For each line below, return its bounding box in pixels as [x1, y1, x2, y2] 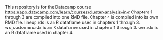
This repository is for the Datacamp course [5, 4, 91, 10]
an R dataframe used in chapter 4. [5, 30, 73, 35]
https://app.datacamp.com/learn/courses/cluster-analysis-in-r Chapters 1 [5, 9, 153, 15]
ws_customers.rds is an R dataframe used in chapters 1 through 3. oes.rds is [5, 25, 158, 30]
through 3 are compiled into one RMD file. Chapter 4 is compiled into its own [5, 14, 159, 20]
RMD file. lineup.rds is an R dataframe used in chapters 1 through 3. [5, 19, 140, 25]
